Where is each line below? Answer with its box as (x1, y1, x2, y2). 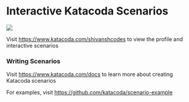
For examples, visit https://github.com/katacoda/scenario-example (6, 89, 173, 96)
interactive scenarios (6, 42, 59, 49)
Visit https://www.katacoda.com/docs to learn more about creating (6, 71, 173, 78)
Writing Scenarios (6, 57, 61, 65)
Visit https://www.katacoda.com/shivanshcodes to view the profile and (6, 35, 184, 43)
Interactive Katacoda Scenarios (6, 4, 168, 18)
